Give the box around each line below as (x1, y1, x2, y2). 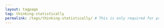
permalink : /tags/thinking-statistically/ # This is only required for (5, 16, 154, 20)
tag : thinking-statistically (5, 11, 64, 16)
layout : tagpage (5, 7, 38, 12)
